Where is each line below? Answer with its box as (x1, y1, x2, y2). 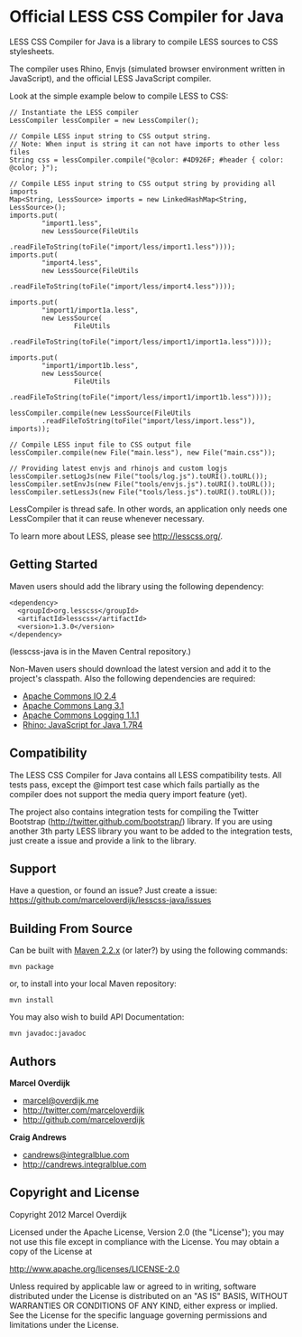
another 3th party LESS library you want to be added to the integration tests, (9, 825, 293, 836)
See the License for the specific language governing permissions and (9, 1309, 268, 1321)
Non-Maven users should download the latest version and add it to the (9, 663, 271, 674)
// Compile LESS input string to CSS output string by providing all (9, 179, 277, 188)
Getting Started (9, 557, 98, 572)
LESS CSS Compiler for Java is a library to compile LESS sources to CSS (9, 36, 279, 47)
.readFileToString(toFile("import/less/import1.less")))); (9, 242, 236, 251)
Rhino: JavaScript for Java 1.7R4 (22, 719, 143, 730)
